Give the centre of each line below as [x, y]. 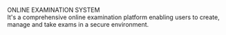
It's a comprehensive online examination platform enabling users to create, [113, 17]
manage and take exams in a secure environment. [78, 24]
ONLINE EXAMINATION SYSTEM [54, 10]
